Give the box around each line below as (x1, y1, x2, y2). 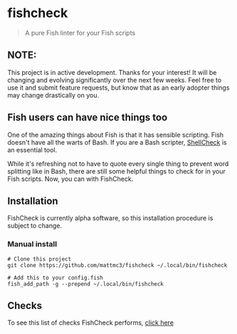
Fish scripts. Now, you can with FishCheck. (7, 174, 134, 183)
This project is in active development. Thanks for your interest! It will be (7, 68, 217, 76)
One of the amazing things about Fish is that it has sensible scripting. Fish (7, 130, 224, 139)
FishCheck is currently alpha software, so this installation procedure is (7, 214, 214, 222)
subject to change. (7, 221, 63, 230)
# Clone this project (7, 255, 72, 263)
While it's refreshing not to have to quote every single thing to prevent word (7, 159, 229, 168)
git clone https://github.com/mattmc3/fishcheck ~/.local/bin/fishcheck (7, 261, 228, 268)
